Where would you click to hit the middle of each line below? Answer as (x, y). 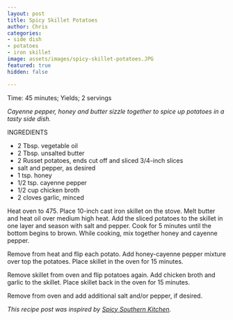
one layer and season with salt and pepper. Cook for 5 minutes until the (110, 225)
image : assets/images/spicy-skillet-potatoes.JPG (81, 59)
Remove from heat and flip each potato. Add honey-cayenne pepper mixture (116, 254)
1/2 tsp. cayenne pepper (52, 182)
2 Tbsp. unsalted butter (51, 153)
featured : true (29, 65)
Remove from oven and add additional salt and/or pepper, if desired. (105, 296)
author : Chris (28, 26)
